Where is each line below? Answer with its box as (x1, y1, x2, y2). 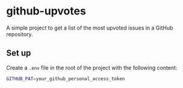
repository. (6, 30, 33, 37)
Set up (6, 48, 31, 58)
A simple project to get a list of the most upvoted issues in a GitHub (6, 24, 173, 31)
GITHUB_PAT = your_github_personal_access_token (6, 75, 125, 82)
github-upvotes (6, 4, 86, 18)
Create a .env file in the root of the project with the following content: (6, 64, 178, 71)
